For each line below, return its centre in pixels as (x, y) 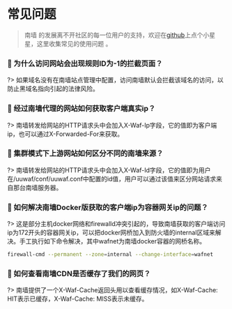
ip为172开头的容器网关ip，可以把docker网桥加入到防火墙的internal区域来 (111, 233)
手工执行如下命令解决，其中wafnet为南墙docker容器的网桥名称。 (113, 241)
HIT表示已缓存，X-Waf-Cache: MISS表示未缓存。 (78, 299)
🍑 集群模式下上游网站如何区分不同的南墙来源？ (85, 153)
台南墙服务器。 (41, 187)
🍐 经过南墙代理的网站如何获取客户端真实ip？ (82, 109)
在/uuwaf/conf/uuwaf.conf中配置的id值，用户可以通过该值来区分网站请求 (112, 179)
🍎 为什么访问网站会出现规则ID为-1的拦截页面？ (85, 63)
